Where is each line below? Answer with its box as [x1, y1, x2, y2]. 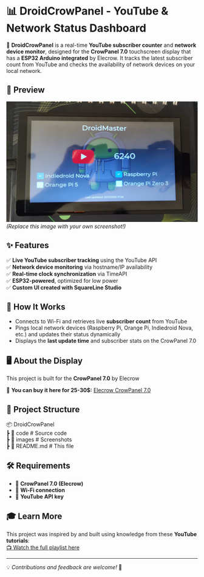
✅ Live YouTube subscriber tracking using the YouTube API [6, 256, 157, 264]
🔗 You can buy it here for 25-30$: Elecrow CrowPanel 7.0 [6, 387, 151, 394]
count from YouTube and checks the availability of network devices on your [6, 61, 195, 68]
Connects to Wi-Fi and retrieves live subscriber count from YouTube [15, 318, 188, 325]
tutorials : [6, 537, 30, 544]
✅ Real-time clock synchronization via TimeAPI [6, 270, 127, 277]
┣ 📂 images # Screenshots [6, 435, 72, 443]
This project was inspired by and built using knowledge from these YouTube [6, 530, 197, 537]
